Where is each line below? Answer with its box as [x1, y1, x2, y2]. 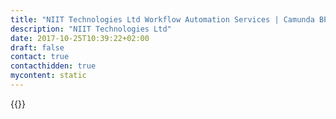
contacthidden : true [10, 61, 97, 71]
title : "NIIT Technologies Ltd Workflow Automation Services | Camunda [10, 14, 315, 25]
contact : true [10, 52, 70, 62]
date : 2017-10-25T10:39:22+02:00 [10, 33, 150, 43]
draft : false [10, 42, 65, 53]
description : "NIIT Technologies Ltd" [10, 24, 172, 34]
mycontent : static [10, 71, 87, 81]
